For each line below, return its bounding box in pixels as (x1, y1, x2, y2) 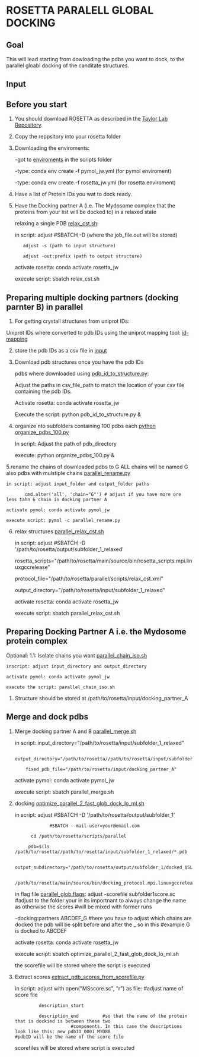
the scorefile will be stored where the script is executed (14, 961, 150, 969)
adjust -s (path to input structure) (23, 243, 116, 249)
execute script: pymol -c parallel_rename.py (6, 518, 120, 524)
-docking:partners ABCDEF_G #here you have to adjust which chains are (14, 914, 192, 921)
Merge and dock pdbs (6, 712, 89, 722)
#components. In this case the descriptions (70, 1023, 182, 1029)
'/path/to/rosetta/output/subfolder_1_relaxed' (14, 546, 124, 553)
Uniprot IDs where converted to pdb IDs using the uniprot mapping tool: (6, 329, 181, 336)
